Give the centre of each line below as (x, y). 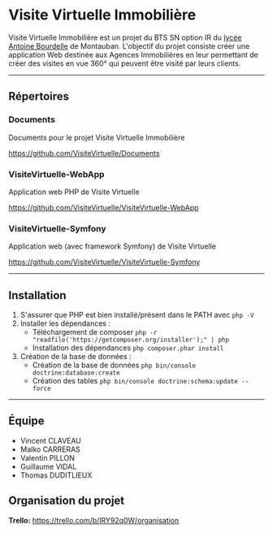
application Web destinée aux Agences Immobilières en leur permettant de (133, 54)
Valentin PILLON (47, 457)
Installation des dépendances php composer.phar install (128, 348)
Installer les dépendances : (65, 323)
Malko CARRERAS (50, 449)
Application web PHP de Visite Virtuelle (74, 192)
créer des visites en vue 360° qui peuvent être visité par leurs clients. (125, 63)
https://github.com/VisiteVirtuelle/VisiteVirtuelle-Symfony (104, 262)
